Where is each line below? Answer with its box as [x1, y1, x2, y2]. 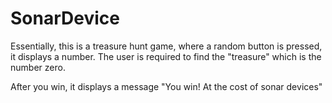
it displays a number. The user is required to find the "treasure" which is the [10, 50, 322, 62]
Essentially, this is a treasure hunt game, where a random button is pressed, [10, 40, 323, 52]
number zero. [10, 61, 66, 73]
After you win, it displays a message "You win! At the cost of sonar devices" [10, 80, 323, 92]
